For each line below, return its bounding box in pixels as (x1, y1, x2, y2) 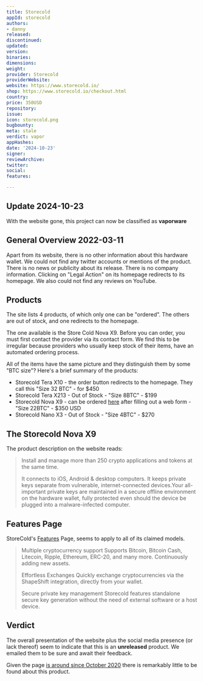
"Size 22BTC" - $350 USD (15, 405, 81, 412)
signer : (6, 151, 26, 157)
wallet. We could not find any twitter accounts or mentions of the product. (6, 257, 192, 265)
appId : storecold (6, 15, 51, 21)
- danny (6, 26, 26, 32)
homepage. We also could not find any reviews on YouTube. (6, 277, 157, 284)
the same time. (21, 463, 59, 471)
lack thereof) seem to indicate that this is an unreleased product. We (6, 643, 180, 650)
